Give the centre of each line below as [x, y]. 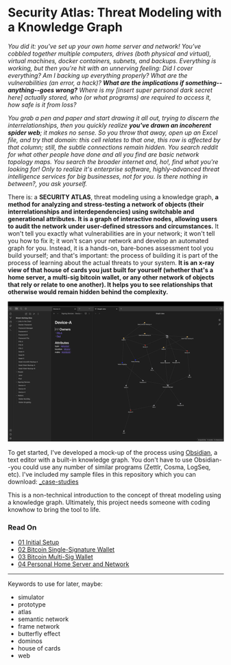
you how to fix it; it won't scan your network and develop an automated [108, 240]
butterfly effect [39, 634]
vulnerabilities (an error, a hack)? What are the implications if [96, 82]
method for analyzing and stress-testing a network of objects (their [106, 204]
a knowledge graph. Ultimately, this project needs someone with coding [109, 502]
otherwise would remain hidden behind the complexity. [88, 292]
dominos [30, 641]
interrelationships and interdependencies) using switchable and [101, 212]
